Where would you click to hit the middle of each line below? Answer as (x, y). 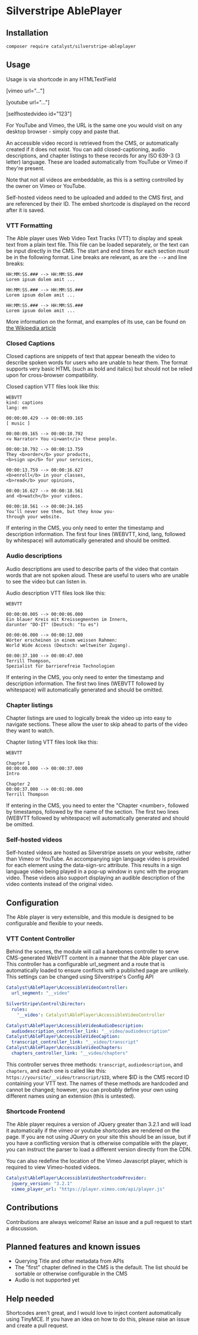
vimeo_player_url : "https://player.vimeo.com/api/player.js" (88, 1189)
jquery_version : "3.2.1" (42, 1184)
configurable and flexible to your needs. (55, 923)
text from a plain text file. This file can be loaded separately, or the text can (98, 244)
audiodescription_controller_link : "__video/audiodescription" (91, 1031)
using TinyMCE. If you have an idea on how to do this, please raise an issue (98, 1319)
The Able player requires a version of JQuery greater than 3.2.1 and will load (99, 1124)
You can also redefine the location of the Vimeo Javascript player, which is (97, 1161)
